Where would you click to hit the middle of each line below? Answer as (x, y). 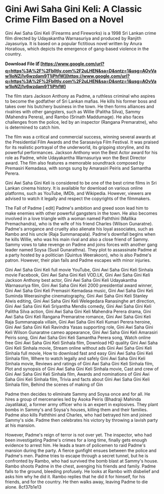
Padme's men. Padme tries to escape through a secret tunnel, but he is (77, 456)
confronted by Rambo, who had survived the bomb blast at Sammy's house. (82, 461)
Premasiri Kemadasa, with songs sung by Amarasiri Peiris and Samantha (78, 168)
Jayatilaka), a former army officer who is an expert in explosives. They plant (82, 404)
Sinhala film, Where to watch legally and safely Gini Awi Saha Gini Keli (75, 358)
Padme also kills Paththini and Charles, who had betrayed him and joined (78, 415)
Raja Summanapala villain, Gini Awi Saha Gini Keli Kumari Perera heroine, (78, 322)
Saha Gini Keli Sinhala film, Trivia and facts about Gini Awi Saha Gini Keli (78, 379)
